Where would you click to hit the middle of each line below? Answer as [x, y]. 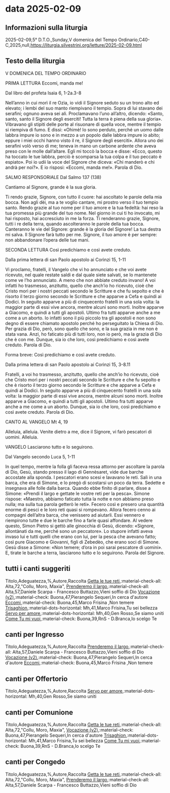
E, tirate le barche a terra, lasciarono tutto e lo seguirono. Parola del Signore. [85, 553]
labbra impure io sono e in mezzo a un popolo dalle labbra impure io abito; [83, 135]
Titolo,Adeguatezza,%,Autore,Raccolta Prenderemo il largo [67, 646]
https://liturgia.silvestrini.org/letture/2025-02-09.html [86, 45]
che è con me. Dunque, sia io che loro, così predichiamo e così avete [77, 339]
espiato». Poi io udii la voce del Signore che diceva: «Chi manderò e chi [80, 162]
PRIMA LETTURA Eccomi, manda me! [44, 83]
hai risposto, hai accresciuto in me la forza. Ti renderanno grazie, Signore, [82, 218]
